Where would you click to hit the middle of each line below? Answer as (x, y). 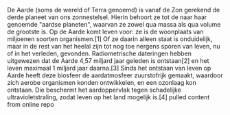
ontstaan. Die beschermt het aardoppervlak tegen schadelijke (94, 90)
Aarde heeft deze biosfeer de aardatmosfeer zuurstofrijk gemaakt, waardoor (115, 75)
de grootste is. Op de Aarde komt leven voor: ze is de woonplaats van (105, 31)
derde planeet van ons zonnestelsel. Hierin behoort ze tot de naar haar (107, 17)
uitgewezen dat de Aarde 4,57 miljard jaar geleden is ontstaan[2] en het (108, 61)
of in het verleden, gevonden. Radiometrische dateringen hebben (100, 53)
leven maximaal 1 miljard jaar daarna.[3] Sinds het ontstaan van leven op (109, 68)
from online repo (31, 104)
